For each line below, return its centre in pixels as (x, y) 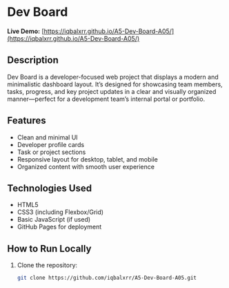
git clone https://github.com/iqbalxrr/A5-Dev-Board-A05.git (107, 278)
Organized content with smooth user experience (86, 166)
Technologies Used (49, 188)
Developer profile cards (51, 144)
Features (27, 121)
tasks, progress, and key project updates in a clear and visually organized (112, 91)
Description (33, 60)
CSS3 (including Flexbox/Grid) (60, 212)
